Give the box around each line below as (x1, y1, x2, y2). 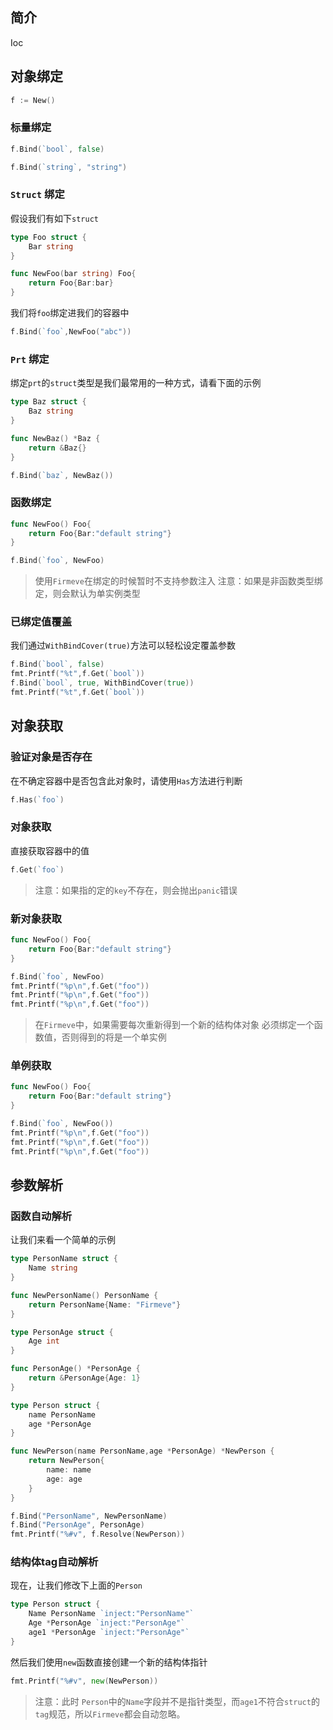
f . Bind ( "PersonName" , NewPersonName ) (10, 1511, 168, 1521)
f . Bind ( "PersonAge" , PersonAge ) (10, 1520, 145, 1530)
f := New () (10, 95, 56, 105)
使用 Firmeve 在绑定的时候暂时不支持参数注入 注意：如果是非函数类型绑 (34, 575, 323, 587)
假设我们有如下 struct (10, 212, 99, 224)
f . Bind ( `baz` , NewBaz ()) (10, 470, 114, 480)
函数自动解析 (10, 1209, 73, 1223)
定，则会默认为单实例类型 (34, 588, 141, 600)
